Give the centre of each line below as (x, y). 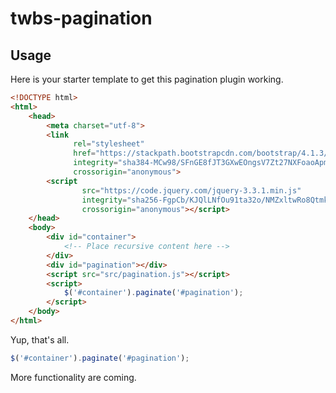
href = (85, 153)
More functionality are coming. (73, 377)
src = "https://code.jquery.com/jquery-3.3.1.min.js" (191, 190)
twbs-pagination (81, 18)
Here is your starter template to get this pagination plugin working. (147, 79)
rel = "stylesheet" (109, 144)
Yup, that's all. (40, 339)
